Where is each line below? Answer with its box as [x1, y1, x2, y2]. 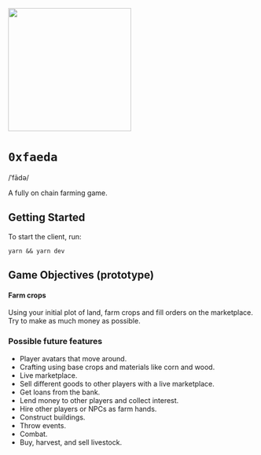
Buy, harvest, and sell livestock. [19, 437, 123, 447]
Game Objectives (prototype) [8, 268, 155, 282]
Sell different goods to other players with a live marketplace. [19, 379, 215, 388]
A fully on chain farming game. [8, 188, 108, 198]
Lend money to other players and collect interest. [19, 395, 179, 405]
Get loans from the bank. [19, 387, 101, 397]
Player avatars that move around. [19, 353, 127, 363]
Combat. [19, 429, 48, 438]
